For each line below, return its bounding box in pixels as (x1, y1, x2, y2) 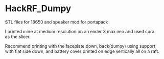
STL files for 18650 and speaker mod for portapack (5, 19, 109, 25)
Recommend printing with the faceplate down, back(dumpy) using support (5, 43, 156, 49)
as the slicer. (5, 34, 31, 39)
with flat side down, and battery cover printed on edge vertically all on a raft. (5, 48, 160, 54)
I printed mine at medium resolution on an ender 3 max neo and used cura (5, 28, 155, 34)
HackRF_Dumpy (5, 3, 71, 14)
